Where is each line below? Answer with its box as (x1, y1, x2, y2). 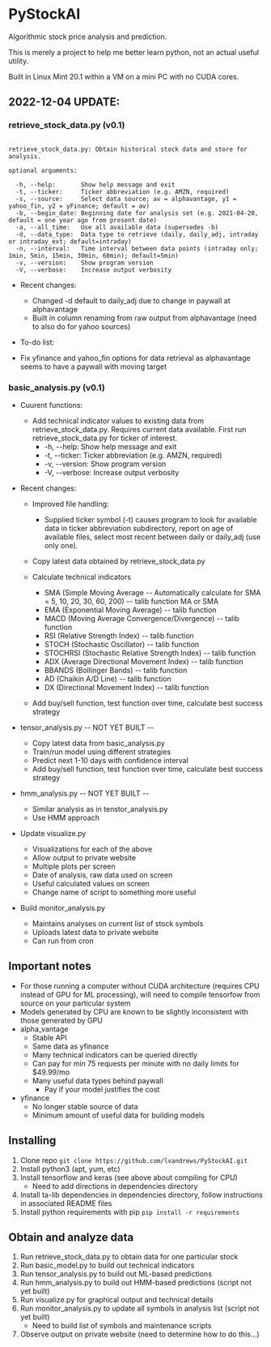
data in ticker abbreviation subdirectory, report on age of (44, 523, 234, 533)
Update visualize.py (19, 828, 87, 838)
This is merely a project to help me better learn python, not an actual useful (8, 47, 260, 57)
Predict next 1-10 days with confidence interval (32, 755, 188, 765)
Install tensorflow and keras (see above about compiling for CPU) (19, 1173, 239, 1182)
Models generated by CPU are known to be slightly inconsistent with (19, 1006, 249, 1016)
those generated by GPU (19, 1015, 103, 1025)
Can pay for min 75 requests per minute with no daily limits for (32, 1058, 240, 1068)
